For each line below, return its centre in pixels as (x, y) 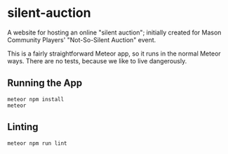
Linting (23, 127)
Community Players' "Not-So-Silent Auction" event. (82, 39)
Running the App (45, 83)
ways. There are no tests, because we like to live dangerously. (97, 60)
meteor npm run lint (38, 143)
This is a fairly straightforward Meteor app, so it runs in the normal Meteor (114, 53)
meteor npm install (36, 99)
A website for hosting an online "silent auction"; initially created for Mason (114, 32)
